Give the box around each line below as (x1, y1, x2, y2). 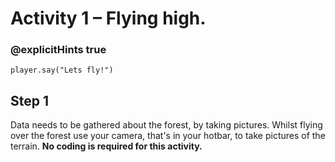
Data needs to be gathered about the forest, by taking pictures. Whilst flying (10, 119, 323, 131)
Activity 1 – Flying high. (10, 7, 207, 30)
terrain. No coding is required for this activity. (10, 140, 203, 152)
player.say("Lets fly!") (10, 65, 114, 76)
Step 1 (10, 92, 50, 109)
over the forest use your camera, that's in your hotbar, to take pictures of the (10, 130, 326, 142)
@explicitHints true (10, 43, 107, 57)
